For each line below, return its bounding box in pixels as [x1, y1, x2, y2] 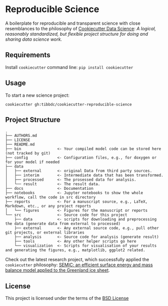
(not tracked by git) [5, 151, 51, 156]
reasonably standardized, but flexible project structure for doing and [5, 31, 148, 37]
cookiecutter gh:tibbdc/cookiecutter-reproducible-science [5, 102, 132, 107]
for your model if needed [5, 160, 60, 165]
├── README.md [5, 142, 35, 147]
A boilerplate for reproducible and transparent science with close [5, 20, 141, 26]
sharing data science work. [5, 36, 62, 42]
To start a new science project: [5, 92, 70, 98]
